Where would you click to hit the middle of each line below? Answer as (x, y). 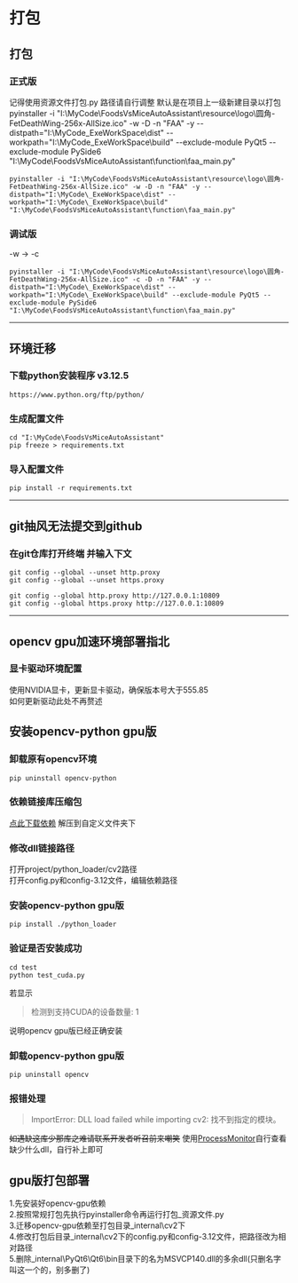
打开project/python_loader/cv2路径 (73, 869)
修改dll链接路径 (42, 848)
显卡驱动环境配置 (46, 669)
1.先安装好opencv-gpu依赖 (58, 1203)
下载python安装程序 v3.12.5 (69, 376)
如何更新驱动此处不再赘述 (56, 701)
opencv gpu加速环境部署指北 (90, 641)
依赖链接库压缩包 (46, 802)
